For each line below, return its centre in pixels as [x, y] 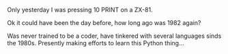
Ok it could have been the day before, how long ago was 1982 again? [104, 23]
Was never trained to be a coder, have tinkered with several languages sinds [114, 36]
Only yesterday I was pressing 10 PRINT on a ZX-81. [80, 10]
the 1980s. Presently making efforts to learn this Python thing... [96, 43]
